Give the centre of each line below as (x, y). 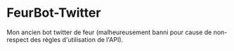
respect (18, 39)
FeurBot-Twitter (54, 13)
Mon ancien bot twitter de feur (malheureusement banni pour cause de (109, 32)
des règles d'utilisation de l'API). (77, 39)
